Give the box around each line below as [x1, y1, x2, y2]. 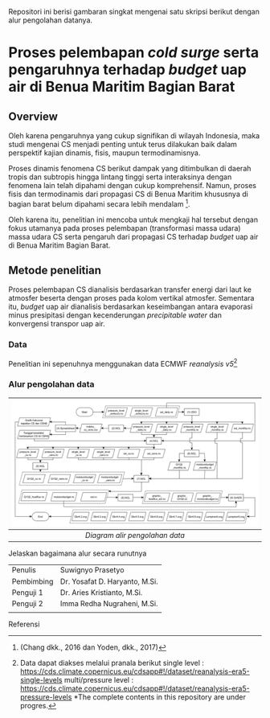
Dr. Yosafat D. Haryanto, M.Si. [59, 576, 158, 586]
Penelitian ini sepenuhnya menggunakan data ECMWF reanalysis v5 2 [8, 357, 238, 368]
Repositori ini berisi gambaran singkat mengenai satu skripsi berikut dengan [8, 7, 260, 16]
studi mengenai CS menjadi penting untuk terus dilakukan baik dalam [8, 140, 237, 149]
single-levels [19, 675, 63, 684]
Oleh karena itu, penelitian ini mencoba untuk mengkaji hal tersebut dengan [8, 215, 259, 224]
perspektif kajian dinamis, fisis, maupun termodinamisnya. [8, 148, 201, 158]
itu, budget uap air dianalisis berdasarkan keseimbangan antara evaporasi [8, 302, 253, 312]
